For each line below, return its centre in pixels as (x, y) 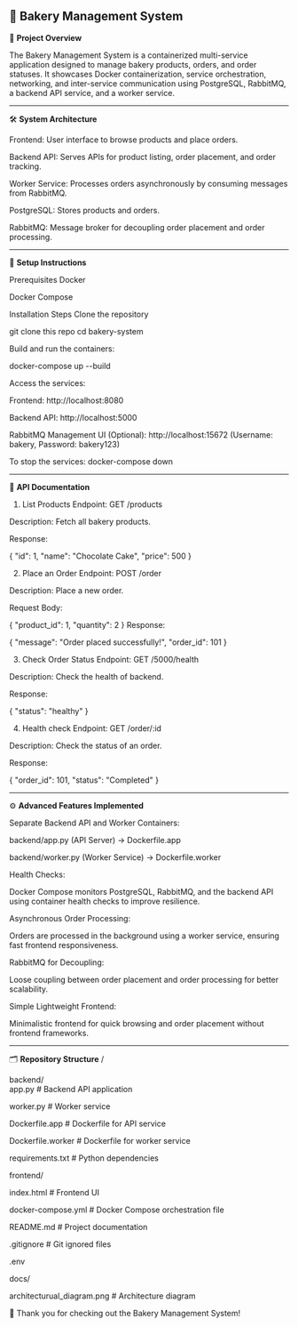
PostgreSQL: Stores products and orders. (84, 210)
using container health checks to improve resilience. (105, 901)
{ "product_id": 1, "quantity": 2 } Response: (87, 624)
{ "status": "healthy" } (49, 711)
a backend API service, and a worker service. (92, 92)
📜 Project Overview (46, 37)
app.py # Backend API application (71, 1089)
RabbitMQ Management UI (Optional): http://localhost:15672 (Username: (141, 434)
